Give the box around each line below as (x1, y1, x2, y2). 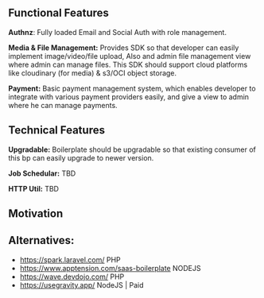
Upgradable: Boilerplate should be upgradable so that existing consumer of (8, 145, 256, 154)
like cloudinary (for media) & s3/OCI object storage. (8, 68, 177, 78)
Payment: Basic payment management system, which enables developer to (8, 83, 256, 93)
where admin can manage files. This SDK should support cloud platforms (8, 60, 248, 69)
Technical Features (8, 123, 106, 137)
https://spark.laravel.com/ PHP (19, 254, 121, 265)
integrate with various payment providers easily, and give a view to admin (8, 91, 249, 102)
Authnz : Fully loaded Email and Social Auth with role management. (8, 27, 227, 37)
